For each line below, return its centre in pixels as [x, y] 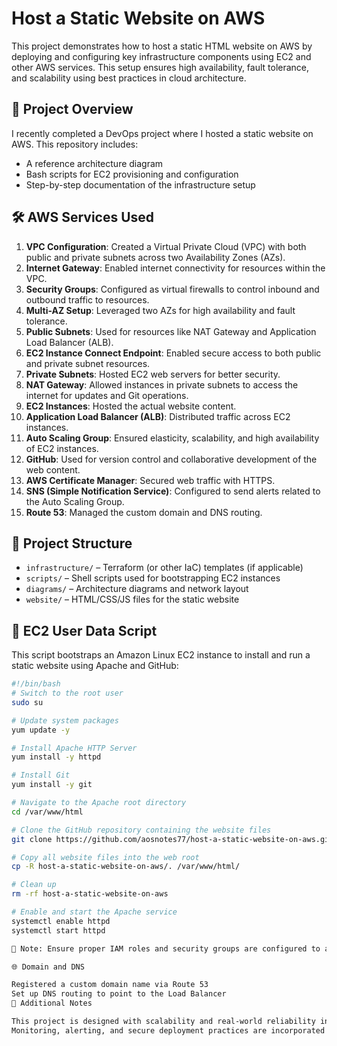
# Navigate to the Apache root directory [99, 803]
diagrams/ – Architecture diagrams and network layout [137, 589]
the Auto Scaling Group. [75, 501]
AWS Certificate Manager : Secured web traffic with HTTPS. [150, 480]
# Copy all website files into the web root [105, 857]
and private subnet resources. [88, 363]
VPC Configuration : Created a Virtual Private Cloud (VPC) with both [166, 246]
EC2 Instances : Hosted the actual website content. [131, 406]
